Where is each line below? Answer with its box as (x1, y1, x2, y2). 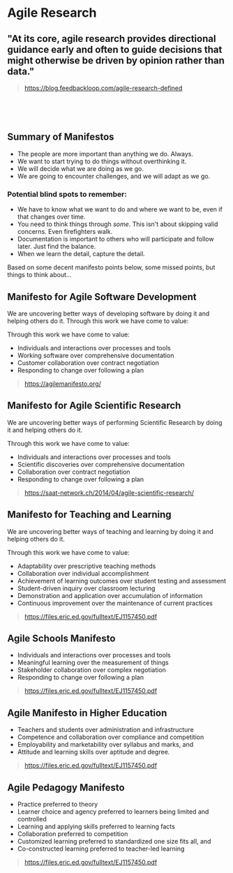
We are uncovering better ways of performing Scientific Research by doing (7, 418, 223, 426)
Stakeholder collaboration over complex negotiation (17, 666, 166, 674)
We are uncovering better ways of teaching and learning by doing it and (7, 527, 214, 535)
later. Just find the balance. (17, 242, 96, 251)
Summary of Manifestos (7, 131, 114, 143)
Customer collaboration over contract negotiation (17, 358, 159, 367)
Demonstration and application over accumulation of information (17, 591, 203, 599)
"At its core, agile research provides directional (7, 33, 216, 45)
